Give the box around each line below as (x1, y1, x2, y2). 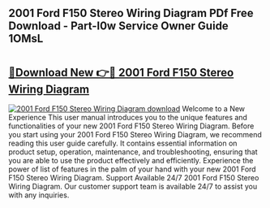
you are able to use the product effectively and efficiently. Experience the (8, 156, 254, 165)
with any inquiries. (8, 190, 70, 200)
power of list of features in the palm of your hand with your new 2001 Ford (8, 164, 257, 174)
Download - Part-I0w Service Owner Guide (8, 19, 229, 33)
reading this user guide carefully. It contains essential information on (8, 138, 238, 148)
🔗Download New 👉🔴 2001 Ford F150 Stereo (8, 65, 234, 80)
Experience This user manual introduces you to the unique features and (8, 113, 247, 122)
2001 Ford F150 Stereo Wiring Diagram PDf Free (8, 6, 254, 20)
